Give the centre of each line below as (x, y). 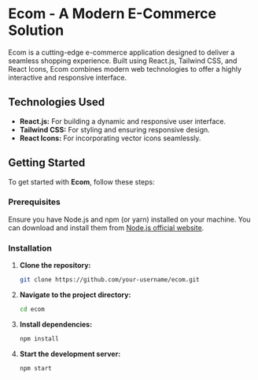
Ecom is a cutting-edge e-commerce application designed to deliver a (122, 52)
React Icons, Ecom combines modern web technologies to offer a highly (125, 69)
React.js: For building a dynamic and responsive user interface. (123, 121)
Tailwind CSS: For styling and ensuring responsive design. (114, 129)
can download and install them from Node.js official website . (106, 227)
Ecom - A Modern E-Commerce (112, 14)
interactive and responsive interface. (68, 77)
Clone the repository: (55, 266)
